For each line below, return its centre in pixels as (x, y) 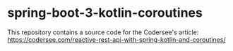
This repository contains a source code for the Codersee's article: (103, 32)
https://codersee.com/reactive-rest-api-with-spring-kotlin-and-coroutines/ (116, 39)
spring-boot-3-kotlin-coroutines (105, 13)
